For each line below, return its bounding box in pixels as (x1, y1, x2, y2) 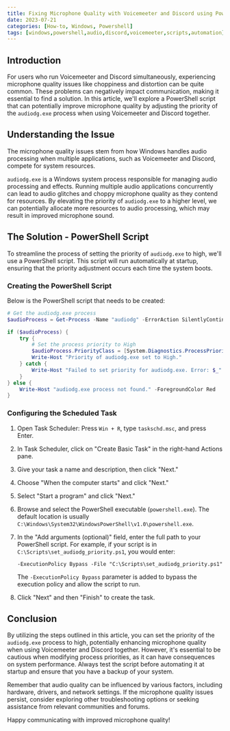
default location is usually (16, 512, 90, 521)
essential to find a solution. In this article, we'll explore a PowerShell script (7, 95, 216, 103)
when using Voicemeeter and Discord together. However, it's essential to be (7, 645, 221, 654)
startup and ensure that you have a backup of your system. (7, 667, 175, 676)
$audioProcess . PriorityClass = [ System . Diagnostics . (31, 347, 186, 355)
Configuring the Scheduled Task (7, 408, 118, 418)
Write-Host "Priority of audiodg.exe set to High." (31, 354, 183, 361)
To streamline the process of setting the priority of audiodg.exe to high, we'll (7, 249, 222, 258)
